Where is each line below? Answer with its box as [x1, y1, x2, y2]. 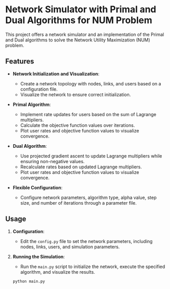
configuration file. [20, 86, 58, 92]
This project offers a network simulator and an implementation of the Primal [5, 31, 164, 37]
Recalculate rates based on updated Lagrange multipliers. [20, 164, 142, 170]
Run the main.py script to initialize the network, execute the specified [20, 263, 165, 270]
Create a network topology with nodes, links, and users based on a [20, 80, 161, 86]
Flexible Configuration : [12, 184, 63, 190]
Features [5, 57, 34, 66]
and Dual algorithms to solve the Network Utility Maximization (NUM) [5, 37, 151, 43]
